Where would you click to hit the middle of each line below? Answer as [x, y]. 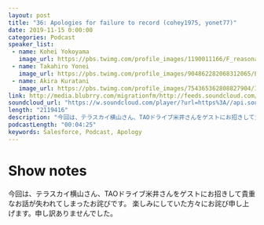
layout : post [29, 15]
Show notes [48, 171]
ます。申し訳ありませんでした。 [66, 213]
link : [17, 96]
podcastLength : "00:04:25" [52, 125]
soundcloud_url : [35, 103]
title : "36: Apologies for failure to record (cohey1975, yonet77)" [123, 23]
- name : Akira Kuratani [50, 81]
